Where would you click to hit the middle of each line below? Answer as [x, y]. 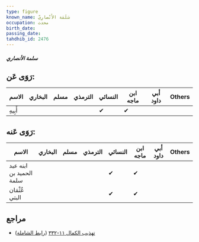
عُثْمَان [17, 190]
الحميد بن [21, 173]
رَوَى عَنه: [21, 132]
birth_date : [21, 28]
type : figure [22, 12]
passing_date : [24, 34]
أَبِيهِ [13, 111]
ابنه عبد [18, 166]
